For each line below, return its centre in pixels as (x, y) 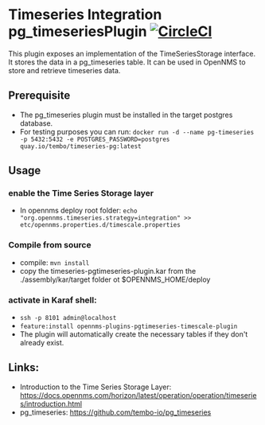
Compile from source (50, 245)
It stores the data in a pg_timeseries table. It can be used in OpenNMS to (127, 62)
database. (36, 123)
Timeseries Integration (85, 15)
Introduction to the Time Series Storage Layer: (95, 387)
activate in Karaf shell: (53, 300)
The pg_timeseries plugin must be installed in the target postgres (126, 115)
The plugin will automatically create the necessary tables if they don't (134, 334)
